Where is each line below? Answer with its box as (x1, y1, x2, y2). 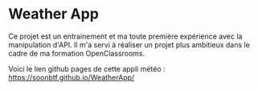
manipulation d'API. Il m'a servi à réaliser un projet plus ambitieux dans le (8, 39, 251, 49)
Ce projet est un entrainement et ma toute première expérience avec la (8, 31, 243, 41)
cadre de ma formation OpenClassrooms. (8, 48, 145, 58)
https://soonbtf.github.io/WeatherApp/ (8, 72, 135, 82)
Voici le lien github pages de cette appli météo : (8, 63, 166, 73)
